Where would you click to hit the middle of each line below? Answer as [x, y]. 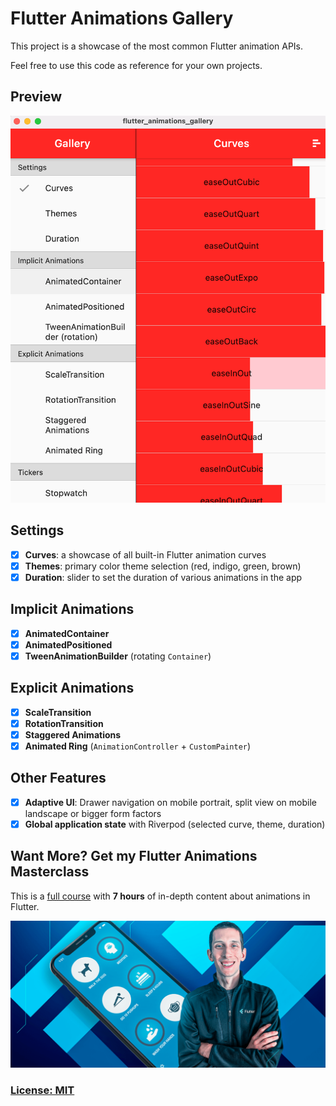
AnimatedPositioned [68, 644]
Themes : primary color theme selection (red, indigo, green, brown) [163, 566]
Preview [36, 97]
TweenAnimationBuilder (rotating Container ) [118, 656]
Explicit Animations [72, 688]
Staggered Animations [73, 734]
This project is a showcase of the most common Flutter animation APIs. [157, 46]
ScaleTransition [58, 712]
